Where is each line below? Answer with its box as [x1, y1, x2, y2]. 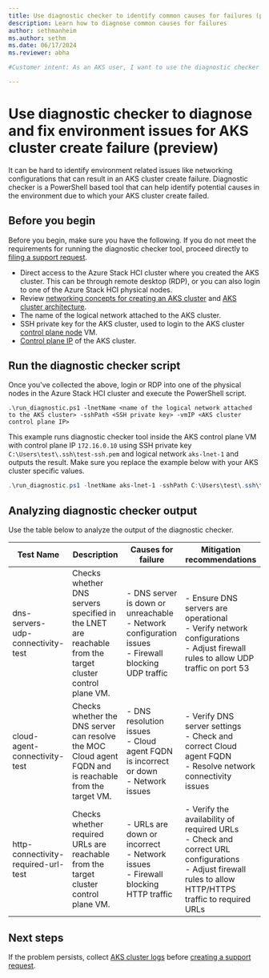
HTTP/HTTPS [185, 884, 236, 895]
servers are [185, 603, 228, 614]
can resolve [71, 731, 116, 742]
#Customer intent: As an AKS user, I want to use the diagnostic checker [8, 63, 260, 72]
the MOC [71, 741, 106, 752]
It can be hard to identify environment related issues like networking [8, 165, 233, 174]
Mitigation [201, 544, 241, 555]
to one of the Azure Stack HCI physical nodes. [19, 285, 173, 295]
